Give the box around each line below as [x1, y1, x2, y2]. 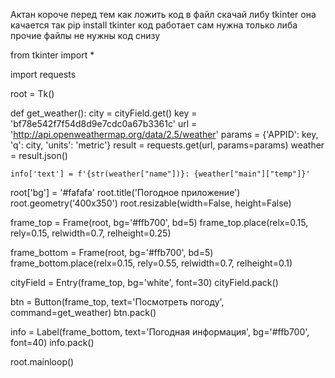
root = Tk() [10, 88, 55, 99]
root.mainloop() [10, 356, 75, 368]
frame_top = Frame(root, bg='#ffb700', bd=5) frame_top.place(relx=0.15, [10, 217, 309, 228]
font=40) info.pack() [10, 337, 95, 348]
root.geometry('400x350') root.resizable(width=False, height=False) [10, 197, 292, 209]
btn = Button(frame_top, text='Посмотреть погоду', [10, 296, 225, 308]
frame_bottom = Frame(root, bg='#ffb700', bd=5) [10, 247, 214, 258]
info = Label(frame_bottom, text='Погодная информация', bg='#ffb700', [10, 326, 310, 338]
